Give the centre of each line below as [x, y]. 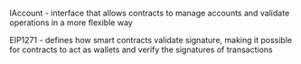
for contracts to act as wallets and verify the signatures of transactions [141, 50]
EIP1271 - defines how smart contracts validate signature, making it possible [150, 40]
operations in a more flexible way [71, 23]
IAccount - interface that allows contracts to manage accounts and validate [150, 13]
